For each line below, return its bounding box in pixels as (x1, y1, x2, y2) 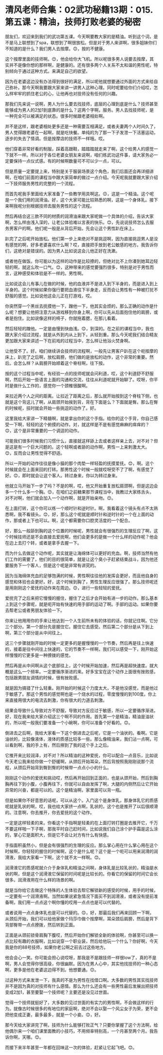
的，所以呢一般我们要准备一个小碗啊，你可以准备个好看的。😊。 (5, 719, 133, 725)
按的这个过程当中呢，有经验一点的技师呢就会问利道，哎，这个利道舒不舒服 (5, 370, 154, 376)
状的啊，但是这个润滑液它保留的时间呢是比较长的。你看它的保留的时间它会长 (5, 870, 158, 877)
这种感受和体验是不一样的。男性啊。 (13, 270, 86, 276)
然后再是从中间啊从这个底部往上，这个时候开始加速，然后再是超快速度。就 (5, 663, 154, 668)
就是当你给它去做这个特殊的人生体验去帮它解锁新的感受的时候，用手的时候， (5, 887, 158, 893)
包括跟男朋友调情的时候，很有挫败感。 (5, 675, 81, 681)
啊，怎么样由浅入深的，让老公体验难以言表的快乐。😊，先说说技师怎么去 (5, 219, 150, 225)
